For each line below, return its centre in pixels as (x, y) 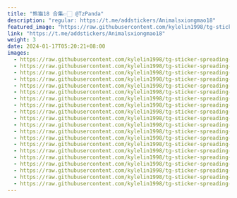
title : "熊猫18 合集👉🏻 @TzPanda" (56, 14)
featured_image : (31, 27)
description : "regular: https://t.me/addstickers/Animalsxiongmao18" (112, 20)
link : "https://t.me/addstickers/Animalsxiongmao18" (86, 33)
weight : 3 (22, 40)
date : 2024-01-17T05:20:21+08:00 (56, 46)
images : (19, 53)
